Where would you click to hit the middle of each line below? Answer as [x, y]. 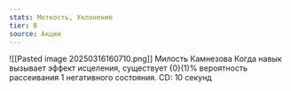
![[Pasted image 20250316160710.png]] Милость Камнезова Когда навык [145, 59]
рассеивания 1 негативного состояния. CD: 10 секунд [111, 78]
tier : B [24, 26]
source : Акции [35, 34]
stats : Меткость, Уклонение [61, 17]
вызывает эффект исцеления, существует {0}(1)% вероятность [129, 68]
